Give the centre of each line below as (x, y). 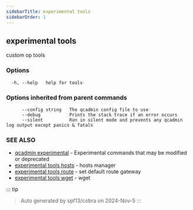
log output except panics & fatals (50, 125)
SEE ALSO (21, 140)
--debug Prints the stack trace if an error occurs (99, 115)
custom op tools (26, 55)
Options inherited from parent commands (67, 97)
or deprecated (32, 159)
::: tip (12, 189)
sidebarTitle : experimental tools (49, 12)
